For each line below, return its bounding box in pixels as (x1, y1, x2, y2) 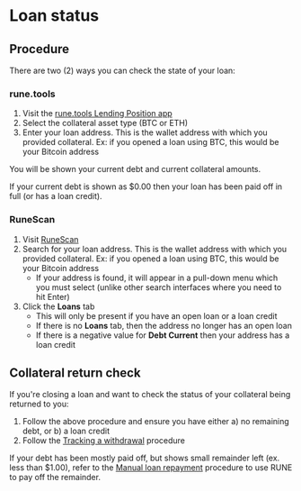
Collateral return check (9, 365, 141, 380)
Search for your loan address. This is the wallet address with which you (22, 243, 288, 254)
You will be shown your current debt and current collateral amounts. (9, 164, 261, 175)
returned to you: (9, 398, 69, 410)
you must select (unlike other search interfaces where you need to (35, 281, 282, 293)
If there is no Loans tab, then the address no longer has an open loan (35, 320, 292, 331)
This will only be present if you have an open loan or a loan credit (35, 310, 278, 321)
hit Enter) (35, 291, 70, 302)
